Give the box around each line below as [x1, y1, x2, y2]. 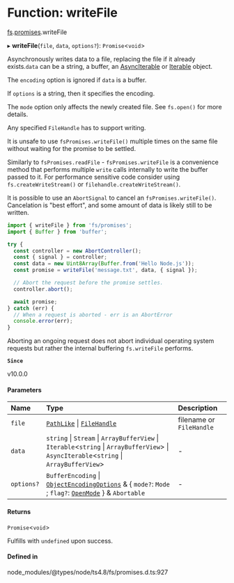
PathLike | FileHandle [46, 419, 117, 429]
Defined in [7, 552, 38, 561]
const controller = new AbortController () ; [13, 247, 141, 255]
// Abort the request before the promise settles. [13, 280, 164, 287]
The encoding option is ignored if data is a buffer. [7, 75, 147, 84]
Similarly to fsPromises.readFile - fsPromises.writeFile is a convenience [7, 158, 219, 166]
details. [7, 110, 29, 118]
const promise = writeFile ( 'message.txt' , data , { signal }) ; [13, 266, 198, 274]
